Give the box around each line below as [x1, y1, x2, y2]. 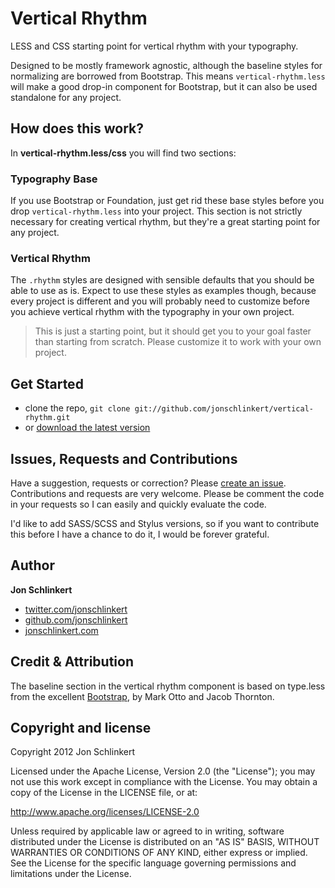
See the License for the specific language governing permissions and [10, 857, 297, 869]
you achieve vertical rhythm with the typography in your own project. [10, 306, 295, 318]
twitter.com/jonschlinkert [24, 603, 128, 615]
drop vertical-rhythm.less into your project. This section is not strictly [10, 205, 303, 217]
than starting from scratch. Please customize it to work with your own [34, 336, 322, 348]
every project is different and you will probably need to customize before [10, 295, 310, 307]
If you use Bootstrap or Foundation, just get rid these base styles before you [10, 195, 325, 207]
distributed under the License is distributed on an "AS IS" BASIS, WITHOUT [10, 836, 320, 848]
